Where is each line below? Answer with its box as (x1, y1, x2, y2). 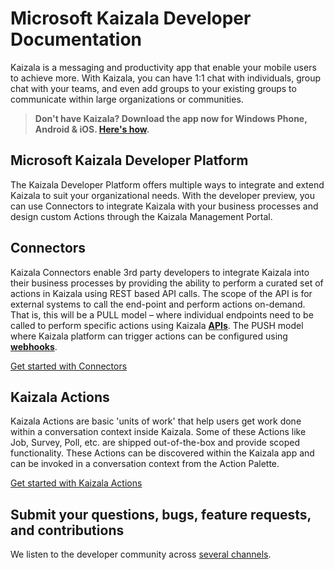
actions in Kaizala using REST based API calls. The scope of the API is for (10, 287, 313, 299)
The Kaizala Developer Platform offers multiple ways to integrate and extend (10, 178, 325, 191)
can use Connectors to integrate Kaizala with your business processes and (10, 200, 319, 212)
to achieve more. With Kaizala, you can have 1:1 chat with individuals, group (10, 72, 322, 84)
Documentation (10, 28, 143, 51)
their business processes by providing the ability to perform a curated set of (10, 277, 324, 289)
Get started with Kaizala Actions (10, 477, 143, 489)
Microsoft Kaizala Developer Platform (10, 152, 249, 169)
